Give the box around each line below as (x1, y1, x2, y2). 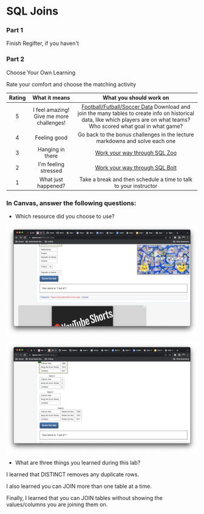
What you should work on (102, 94, 169, 102)
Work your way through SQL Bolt (95, 164, 177, 171)
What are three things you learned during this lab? (15, 459, 141, 467)
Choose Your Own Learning (6, 69, 76, 76)
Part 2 (6, 55, 25, 63)
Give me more (33, 113, 69, 120)
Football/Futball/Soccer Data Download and (81, 103, 191, 110)
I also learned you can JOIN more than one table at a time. (6, 482, 152, 490)
